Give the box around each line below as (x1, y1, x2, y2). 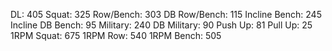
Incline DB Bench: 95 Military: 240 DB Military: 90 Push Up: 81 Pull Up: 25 (10, 19, 313, 31)
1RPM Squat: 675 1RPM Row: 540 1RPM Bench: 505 (10, 30, 222, 41)
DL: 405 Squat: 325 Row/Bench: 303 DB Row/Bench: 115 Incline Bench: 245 (10, 9, 322, 20)
